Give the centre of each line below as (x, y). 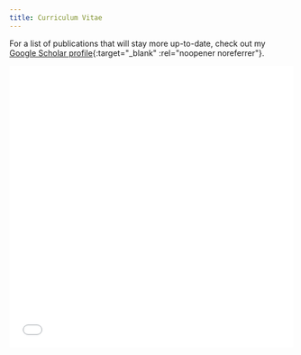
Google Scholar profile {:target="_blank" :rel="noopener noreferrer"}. (137, 53)
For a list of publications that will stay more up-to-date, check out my (137, 43)
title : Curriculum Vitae (56, 18)
